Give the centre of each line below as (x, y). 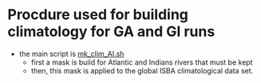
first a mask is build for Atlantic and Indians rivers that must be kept (142, 62)
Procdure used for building (98, 15)
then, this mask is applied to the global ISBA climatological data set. (142, 70)
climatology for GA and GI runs (111, 32)
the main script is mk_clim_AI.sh (71, 53)
